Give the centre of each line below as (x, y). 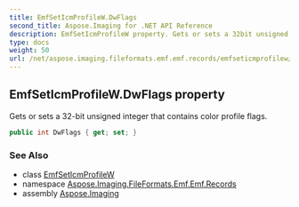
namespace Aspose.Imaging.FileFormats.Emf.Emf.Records (129, 184)
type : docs (29, 42)
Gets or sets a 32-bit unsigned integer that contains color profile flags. (138, 115)
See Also (29, 155)
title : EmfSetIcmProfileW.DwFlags (73, 17)
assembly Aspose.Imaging (71, 193)
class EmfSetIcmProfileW (68, 174)
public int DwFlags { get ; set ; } (73, 132)
